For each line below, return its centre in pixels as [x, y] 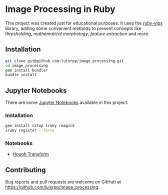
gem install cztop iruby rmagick [40, 126]
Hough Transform [30, 154]
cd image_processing [27, 65]
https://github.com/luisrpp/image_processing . [52, 187]
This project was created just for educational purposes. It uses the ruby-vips [84, 23]
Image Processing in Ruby [60, 9]
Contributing [25, 170]
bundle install [21, 75]
